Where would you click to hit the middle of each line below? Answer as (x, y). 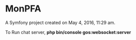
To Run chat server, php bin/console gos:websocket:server (68, 32)
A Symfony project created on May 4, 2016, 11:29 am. (60, 22)
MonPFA (23, 9)
